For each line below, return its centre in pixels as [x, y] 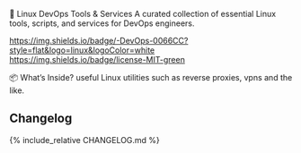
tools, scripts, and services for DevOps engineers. [102, 23]
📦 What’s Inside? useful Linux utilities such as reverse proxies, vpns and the [151, 77]
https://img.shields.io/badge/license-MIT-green [97, 59]
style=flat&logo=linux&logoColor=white [82, 50]
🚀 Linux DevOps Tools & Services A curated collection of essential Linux [143, 14]
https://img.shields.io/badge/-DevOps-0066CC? [99, 41]
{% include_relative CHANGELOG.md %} [84, 140]
